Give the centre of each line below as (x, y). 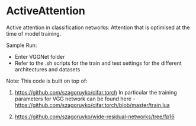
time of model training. (34, 33)
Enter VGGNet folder (40, 56)
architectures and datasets (47, 69)
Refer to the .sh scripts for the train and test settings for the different (98, 63)
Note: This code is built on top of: (47, 81)
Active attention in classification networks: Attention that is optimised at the (98, 27)
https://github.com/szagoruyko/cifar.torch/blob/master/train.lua (92, 105)
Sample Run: (22, 45)
